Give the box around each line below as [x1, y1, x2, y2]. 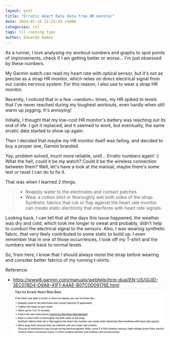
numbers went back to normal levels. [5, 242, 83, 248]
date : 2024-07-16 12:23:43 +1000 [5, 19, 76, 24]
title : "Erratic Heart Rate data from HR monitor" [5, 13, 115, 19]
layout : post [5, 8, 33, 13]
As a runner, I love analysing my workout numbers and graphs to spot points [5, 50, 165, 55]
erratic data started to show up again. [5, 128, 84, 134]
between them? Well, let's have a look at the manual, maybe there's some [5, 164, 160, 170]
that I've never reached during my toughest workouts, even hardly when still [5, 102, 165, 108]
